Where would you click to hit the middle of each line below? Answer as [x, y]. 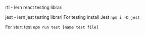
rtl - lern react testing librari [34, 7]
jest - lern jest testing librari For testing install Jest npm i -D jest [73, 17]
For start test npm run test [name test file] [52, 27]
